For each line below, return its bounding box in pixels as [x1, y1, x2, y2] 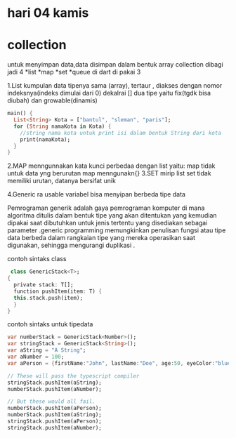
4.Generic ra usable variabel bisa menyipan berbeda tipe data [7, 190, 186, 199]
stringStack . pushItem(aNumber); [7, 424, 102, 431]
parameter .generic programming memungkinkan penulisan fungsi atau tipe [7, 226, 226, 234]
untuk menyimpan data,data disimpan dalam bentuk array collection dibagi [7, 60, 223, 69]
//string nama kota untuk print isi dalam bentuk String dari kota [20, 129, 221, 136]
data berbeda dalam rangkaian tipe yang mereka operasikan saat [7, 234, 195, 242]
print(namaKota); [20, 135, 71, 143]
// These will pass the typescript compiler [7, 372, 140, 380]
